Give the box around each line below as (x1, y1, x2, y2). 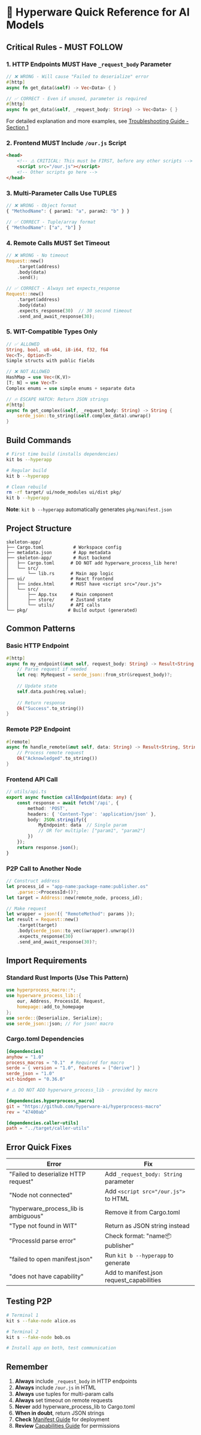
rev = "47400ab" (6, 1109, 47, 1115)
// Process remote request (17, 750, 84, 756)
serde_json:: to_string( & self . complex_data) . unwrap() (17, 413, 151, 419)
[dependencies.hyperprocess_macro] (6, 1097, 95, 1104)
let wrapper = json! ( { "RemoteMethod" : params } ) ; (6, 911, 135, 917)
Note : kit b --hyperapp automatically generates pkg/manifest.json (6, 506, 172, 513)
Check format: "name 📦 (104, 1232, 172, 1240)
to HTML (104, 1195, 130, 1203)
